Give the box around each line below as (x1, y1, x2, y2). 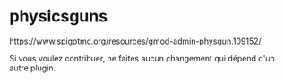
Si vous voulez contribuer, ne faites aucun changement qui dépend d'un (9, 53, 275, 63)
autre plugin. (9, 62, 56, 73)
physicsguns (9, 6, 108, 27)
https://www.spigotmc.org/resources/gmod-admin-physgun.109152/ (9, 36, 262, 46)
